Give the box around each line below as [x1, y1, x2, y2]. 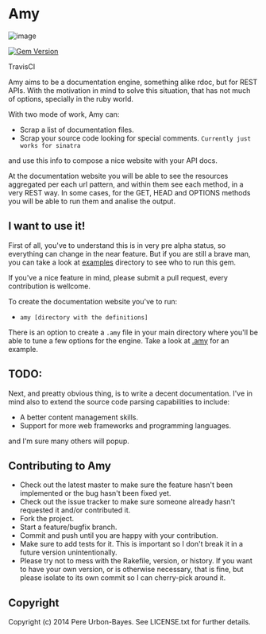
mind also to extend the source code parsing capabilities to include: [8, 396, 230, 406]
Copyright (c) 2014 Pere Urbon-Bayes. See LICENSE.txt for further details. [8, 617, 252, 627]
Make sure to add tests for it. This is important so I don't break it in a [19, 539, 244, 549]
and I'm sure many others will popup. [8, 436, 129, 446]
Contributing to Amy [8, 458, 111, 473]
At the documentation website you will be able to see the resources [8, 171, 229, 180]
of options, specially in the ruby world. [8, 94, 133, 103]
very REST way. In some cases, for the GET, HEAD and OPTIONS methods [8, 187, 251, 197]
